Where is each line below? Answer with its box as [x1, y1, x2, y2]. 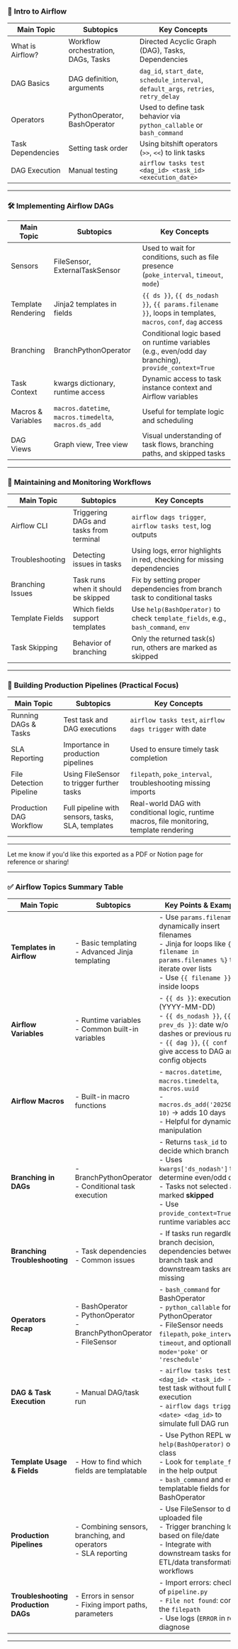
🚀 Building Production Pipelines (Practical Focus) [7, 680, 179, 690]
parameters [74, 1609, 113, 1619]
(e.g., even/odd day [142, 346, 208, 356]
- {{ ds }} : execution [159, 993, 232, 1003]
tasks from [72, 525, 108, 535]
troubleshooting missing [130, 778, 211, 788]
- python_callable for [159, 1302, 232, 1312]
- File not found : [159, 1596, 218, 1606]
